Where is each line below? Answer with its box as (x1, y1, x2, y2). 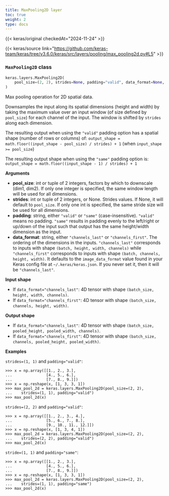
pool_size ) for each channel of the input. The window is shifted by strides (5, 115, 161, 121)
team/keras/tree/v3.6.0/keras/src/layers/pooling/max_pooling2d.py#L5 (5, 51, 154, 57)
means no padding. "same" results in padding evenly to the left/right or (12, 218, 160, 224)
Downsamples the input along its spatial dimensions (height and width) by (5, 104, 160, 110)
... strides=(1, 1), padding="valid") (5, 391, 94, 396)
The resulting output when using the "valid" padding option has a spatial (5, 130, 159, 136)
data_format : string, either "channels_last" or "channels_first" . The (12, 234, 157, 240)
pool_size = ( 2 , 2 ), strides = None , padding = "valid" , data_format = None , (14, 80, 165, 85)
